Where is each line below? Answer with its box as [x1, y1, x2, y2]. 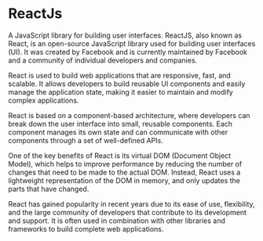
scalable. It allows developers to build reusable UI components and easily [8, 79, 246, 88]
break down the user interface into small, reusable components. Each [8, 119, 233, 128]
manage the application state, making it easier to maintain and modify [8, 87, 233, 96]
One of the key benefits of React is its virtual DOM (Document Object [8, 150, 232, 160]
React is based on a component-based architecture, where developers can [8, 110, 250, 120]
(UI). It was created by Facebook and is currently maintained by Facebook [8, 47, 247, 56]
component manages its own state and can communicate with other [8, 127, 228, 137]
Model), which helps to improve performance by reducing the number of [8, 159, 243, 168]
